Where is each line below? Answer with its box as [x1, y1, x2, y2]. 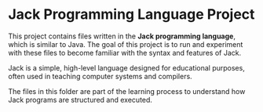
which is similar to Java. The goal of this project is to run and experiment [8, 39, 243, 49]
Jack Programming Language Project [8, 5, 255, 23]
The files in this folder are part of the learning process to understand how [8, 86, 246, 96]
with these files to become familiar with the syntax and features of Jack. [8, 48, 242, 57]
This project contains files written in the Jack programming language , [8, 31, 236, 41]
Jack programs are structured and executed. [8, 95, 153, 104]
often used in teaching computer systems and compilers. [8, 71, 192, 81]
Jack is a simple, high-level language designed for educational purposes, [8, 63, 245, 72]
